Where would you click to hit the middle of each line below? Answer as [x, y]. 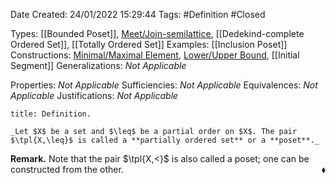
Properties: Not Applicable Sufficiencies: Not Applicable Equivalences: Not [164, 85]
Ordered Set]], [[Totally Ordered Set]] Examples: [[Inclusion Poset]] [149, 44]
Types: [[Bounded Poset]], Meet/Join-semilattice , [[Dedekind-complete [157, 33]
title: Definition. [51, 114]
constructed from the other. [67, 169]
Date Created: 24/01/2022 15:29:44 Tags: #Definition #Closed [138, 14]
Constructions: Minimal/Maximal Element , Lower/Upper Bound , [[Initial [155, 55]
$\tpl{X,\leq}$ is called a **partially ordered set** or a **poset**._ [165, 140]
